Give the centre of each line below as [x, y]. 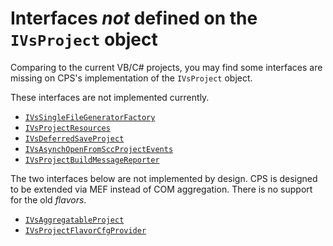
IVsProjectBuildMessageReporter [92, 160]
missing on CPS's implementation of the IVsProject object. [131, 78]
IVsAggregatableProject [74, 220]
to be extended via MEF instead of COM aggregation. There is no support [161, 189]
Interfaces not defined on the [134, 18]
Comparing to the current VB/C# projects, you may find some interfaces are [166, 67]
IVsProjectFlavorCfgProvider [85, 230]
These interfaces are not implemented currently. [110, 97]
